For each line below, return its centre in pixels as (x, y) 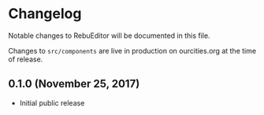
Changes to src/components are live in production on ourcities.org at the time (132, 50)
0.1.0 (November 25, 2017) (74, 84)
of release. (26, 59)
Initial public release (52, 102)
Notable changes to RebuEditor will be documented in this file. (109, 35)
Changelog (45, 14)
